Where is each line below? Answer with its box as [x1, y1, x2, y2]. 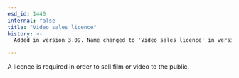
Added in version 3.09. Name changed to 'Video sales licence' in [14, 37, 215, 44]
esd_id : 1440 [7, 10, 46, 18]
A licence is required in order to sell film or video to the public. [7, 62, 190, 71]
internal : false [7, 17, 55, 24]
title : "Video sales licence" [7, 23, 97, 30]
